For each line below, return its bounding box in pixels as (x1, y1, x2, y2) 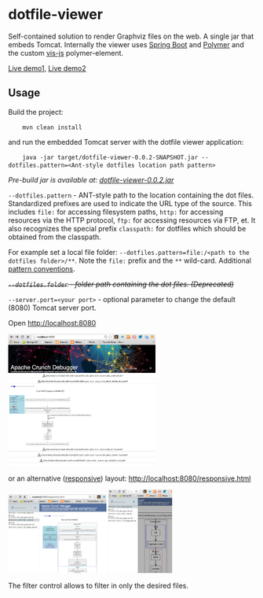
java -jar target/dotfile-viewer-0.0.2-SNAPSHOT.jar (22, 153, 199, 161)
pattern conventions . (8, 264, 76, 273)
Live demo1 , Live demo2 (8, 63, 86, 72)
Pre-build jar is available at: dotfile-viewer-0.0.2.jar (8, 175, 174, 184)
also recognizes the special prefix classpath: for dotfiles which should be (8, 223, 247, 233)
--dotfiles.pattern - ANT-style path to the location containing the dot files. (8, 190, 254, 200)
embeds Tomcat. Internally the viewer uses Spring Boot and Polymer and (8, 39, 245, 49)
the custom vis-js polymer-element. (8, 48, 124, 57)
